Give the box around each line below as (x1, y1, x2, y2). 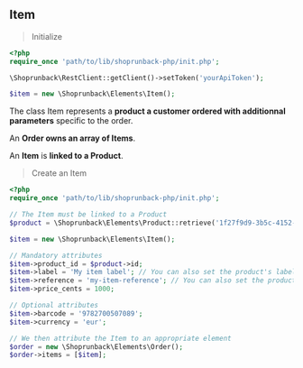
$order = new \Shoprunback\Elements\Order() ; (9, 342, 183, 351)
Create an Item (31, 168, 87, 179)
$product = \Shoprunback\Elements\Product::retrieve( (9, 218, 216, 227)
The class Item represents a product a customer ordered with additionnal (9, 106, 286, 116)
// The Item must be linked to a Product (9, 210, 168, 219)
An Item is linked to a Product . (9, 151, 124, 161)
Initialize (31, 31, 63, 41)
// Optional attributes (9, 301, 99, 310)
